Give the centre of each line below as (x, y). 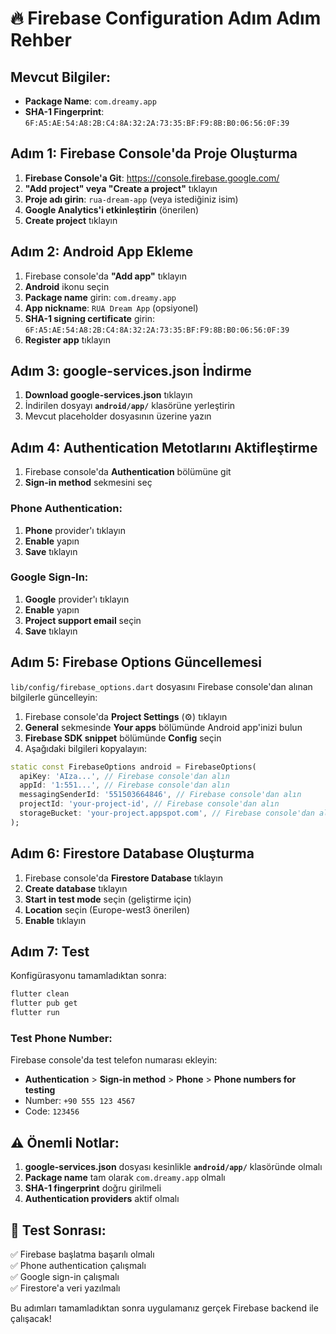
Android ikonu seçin (67, 286)
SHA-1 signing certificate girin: (89, 318)
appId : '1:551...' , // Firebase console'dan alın (124, 785)
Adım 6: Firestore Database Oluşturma (132, 853)
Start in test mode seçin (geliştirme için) (108, 899)
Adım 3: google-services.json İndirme (131, 371)
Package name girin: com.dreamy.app (100, 297)
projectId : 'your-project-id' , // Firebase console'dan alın (149, 804)
